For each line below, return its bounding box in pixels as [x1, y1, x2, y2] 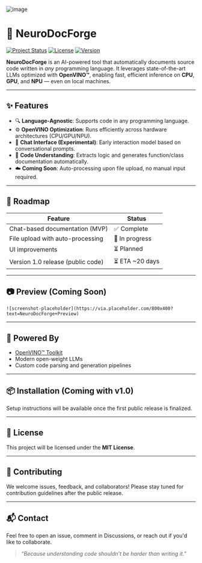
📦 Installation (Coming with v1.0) [6, 386, 134, 396]
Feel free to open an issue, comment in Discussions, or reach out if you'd [6, 532, 188, 539]
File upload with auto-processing [9, 234, 103, 242]
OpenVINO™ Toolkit [14, 349, 63, 356]
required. [14, 173, 38, 180]
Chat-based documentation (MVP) [9, 224, 108, 233]
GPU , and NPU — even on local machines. [6, 77, 111, 84]
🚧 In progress [114, 234, 152, 242]
